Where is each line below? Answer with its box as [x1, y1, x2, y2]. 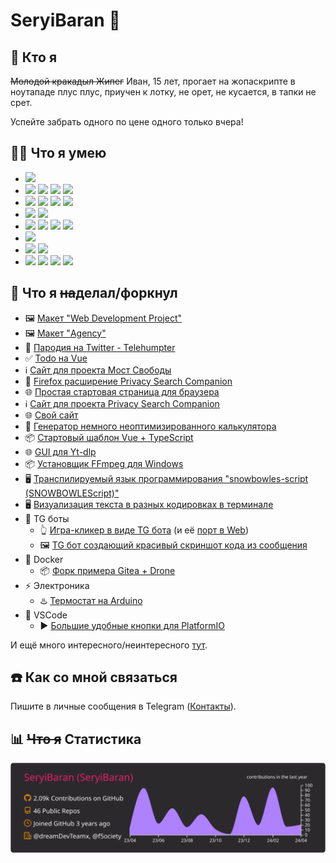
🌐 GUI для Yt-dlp [24, 445, 97, 458]
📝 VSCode [24, 609, 68, 621]
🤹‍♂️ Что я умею [10, 145, 107, 162]
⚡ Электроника [24, 579, 90, 591]
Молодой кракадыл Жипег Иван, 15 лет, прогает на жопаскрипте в [10, 75, 296, 87]
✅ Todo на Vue [24, 352, 88, 364]
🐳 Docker [24, 553, 64, 565]
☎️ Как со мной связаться [10, 669, 178, 686]
